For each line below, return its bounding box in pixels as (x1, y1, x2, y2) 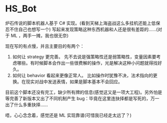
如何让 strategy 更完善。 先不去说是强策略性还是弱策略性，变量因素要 (12, 53, 156, 60)
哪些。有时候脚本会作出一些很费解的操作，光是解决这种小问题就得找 (17, 60, 158, 66)
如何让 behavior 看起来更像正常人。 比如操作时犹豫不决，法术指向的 (12, 72, 153, 78)
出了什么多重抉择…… (5, 102, 49, 108)
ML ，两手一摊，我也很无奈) (11, 32, 69, 38)
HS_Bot (5, 3, 37, 14)
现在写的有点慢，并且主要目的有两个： (5, 43, 84, 49)
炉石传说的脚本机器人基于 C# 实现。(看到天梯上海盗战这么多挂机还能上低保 (5, 20, 160, 26)
